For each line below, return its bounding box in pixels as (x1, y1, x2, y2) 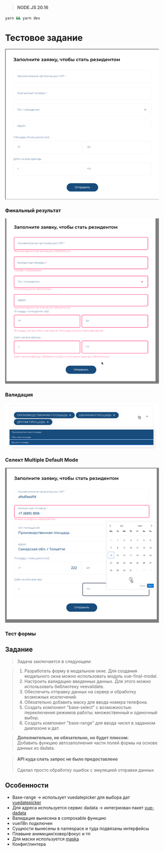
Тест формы (5, 630, 36, 637)
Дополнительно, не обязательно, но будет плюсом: (17, 734, 129, 740)
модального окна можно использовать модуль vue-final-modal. (24, 673, 158, 679)
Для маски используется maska (12, 836, 79, 842)
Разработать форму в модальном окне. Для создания (24, 668, 138, 674)
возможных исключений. (24, 694, 77, 700)
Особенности (5, 781, 49, 790)
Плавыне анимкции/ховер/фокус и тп (12, 830, 91, 836)
